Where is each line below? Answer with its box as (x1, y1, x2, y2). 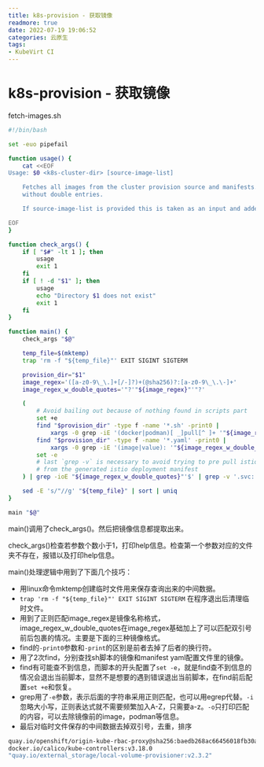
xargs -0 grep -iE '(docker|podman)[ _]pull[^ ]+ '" (49, 429, 226, 437)
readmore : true (8, 19, 58, 27)
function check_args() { (8, 241, 90, 249)
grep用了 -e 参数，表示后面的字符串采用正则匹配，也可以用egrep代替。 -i (19, 691, 254, 701)
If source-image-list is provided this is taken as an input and (22, 205, 241, 213)
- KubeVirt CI (8, 48, 55, 56)
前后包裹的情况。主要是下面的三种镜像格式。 (19, 632, 165, 642)
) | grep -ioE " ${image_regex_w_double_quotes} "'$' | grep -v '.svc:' (22, 473, 258, 481)
